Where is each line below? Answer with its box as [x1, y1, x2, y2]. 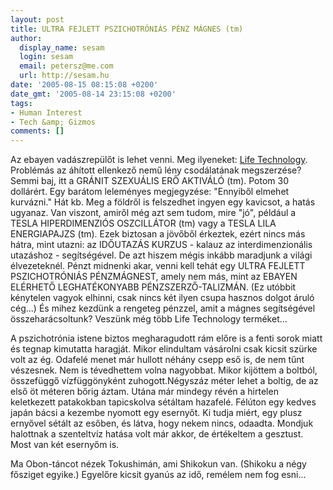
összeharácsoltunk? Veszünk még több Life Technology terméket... [10, 313, 288, 325]
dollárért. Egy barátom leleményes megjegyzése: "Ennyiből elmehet [10, 186, 290, 198]
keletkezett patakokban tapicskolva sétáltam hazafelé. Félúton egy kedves [10, 396, 317, 408]
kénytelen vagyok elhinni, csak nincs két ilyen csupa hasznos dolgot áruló [10, 292, 315, 304]
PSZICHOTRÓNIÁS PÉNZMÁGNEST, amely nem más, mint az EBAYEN [10, 271, 298, 283]
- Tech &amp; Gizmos [10, 117, 97, 127]
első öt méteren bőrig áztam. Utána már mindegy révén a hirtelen [10, 386, 279, 398]
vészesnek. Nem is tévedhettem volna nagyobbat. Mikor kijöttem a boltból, [10, 364, 318, 376]
